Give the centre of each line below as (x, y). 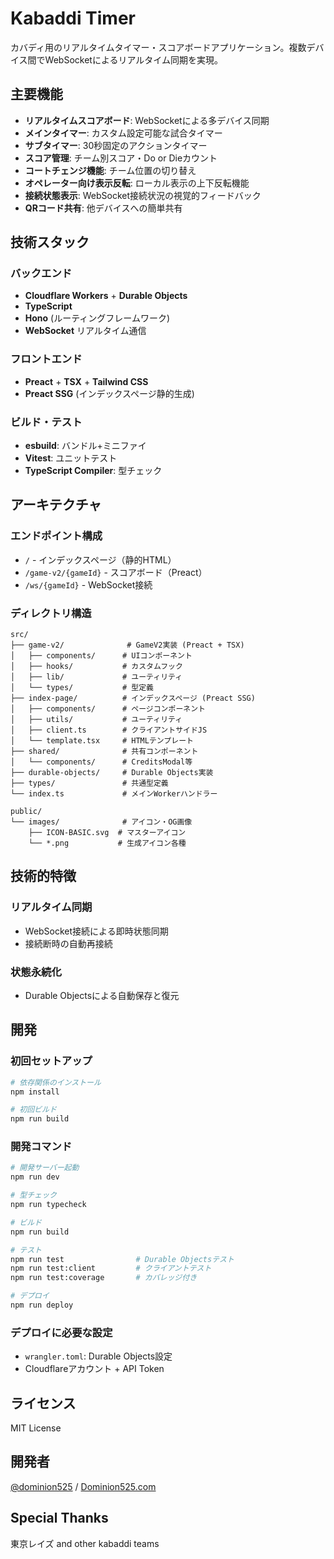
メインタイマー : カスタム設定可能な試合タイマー (123, 133)
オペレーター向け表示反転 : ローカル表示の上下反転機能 (137, 183)
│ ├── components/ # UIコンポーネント (101, 656)
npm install (35, 1092)
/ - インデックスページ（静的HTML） (100, 559)
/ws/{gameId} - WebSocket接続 (88, 584)
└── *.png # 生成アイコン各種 (107, 843)
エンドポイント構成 (56, 536)
